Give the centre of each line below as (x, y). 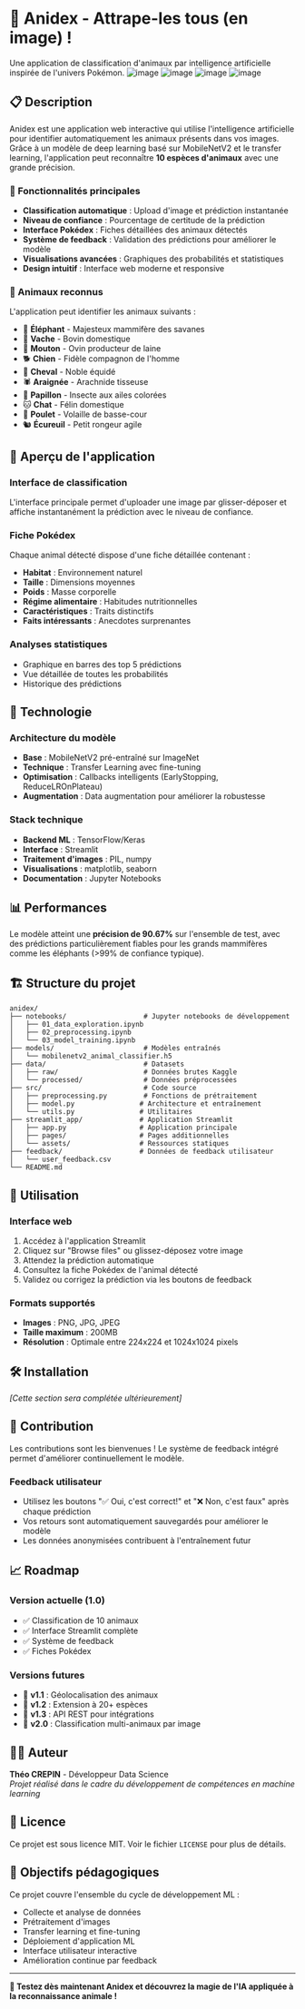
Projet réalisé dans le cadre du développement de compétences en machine (152, 1784)
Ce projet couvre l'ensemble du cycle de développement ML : (125, 1894)
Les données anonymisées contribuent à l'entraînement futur (137, 1541)
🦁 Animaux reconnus (56, 291)
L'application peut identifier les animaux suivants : (103, 311)
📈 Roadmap (44, 1570)
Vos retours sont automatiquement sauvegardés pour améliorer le (145, 1522)
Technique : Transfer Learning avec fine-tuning (112, 767)
